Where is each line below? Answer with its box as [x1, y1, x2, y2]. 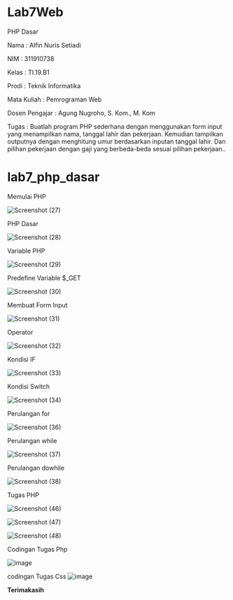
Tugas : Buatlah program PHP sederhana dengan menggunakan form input [7, 122, 223, 130]
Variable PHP [7, 246, 45, 255]
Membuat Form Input [7, 300, 68, 309]
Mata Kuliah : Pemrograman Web [7, 95, 102, 104]
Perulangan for [7, 409, 50, 417]
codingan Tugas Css [7, 572, 66, 580]
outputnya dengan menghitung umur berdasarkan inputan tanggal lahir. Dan [7, 137, 226, 146]
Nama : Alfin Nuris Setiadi [7, 41, 82, 49]
